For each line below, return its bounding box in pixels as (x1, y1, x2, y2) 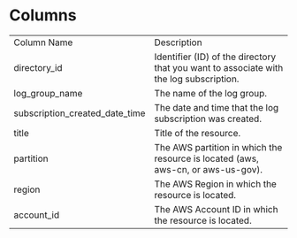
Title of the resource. (154, 127, 241, 139)
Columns (9, 5, 77, 26)
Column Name (13, 36, 73, 49)
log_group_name (13, 87, 83, 99)
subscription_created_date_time (13, 107, 146, 119)
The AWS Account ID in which (154, 203, 278, 215)
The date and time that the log (154, 101, 279, 113)
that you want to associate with (154, 61, 284, 73)
